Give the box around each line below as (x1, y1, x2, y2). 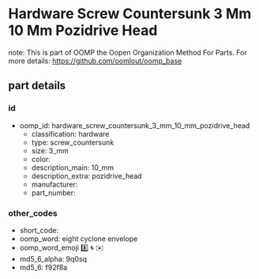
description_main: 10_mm (31, 163, 114, 172)
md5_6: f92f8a (19, 262, 68, 272)
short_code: (19, 225, 59, 235)
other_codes (8, 207, 58, 218)
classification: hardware (31, 129, 110, 138)
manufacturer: (31, 179, 78, 189)
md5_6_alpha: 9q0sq (19, 254, 88, 263)
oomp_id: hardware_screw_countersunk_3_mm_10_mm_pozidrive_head (19, 120, 250, 130)
